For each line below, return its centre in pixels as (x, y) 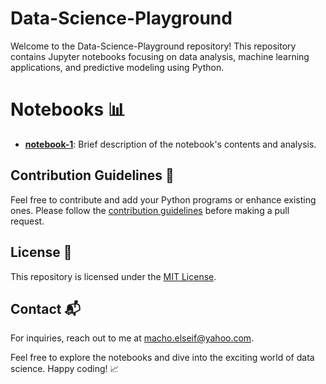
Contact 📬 (45, 308)
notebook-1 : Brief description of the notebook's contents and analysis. (170, 144)
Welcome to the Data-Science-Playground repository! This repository (153, 46)
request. (27, 221)
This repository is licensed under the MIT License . (113, 276)
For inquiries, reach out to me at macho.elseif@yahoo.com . (132, 338)
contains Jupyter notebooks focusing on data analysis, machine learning (160, 56)
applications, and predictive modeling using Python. (117, 67)
